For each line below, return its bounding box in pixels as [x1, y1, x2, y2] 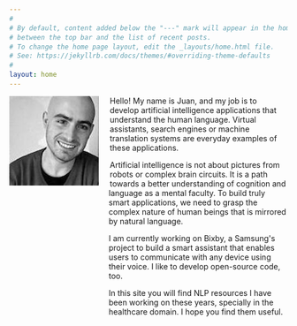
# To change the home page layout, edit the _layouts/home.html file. [9, 42, 275, 51]
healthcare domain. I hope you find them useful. [109, 306, 284, 317]
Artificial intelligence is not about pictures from [110, 159, 280, 170]
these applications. [110, 142, 179, 153]
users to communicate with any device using [109, 252, 271, 262]
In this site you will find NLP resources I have [109, 287, 272, 298]
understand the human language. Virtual [110, 114, 256, 125]
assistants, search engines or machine [110, 124, 250, 134]
